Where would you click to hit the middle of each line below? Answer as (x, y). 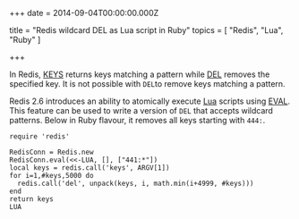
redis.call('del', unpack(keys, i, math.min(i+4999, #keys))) (136, 183)
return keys (31, 199)
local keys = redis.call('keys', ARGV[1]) (90, 168)
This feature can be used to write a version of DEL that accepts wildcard (141, 110)
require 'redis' (39, 137)
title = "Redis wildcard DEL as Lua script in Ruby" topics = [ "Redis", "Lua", (146, 30)
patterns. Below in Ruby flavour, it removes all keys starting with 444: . (137, 120)
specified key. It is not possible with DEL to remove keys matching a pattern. (147, 84)
